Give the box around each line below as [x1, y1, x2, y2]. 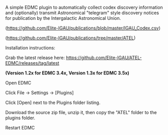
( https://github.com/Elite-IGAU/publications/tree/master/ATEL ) [5, 35, 136, 41]
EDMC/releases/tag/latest [5, 60, 60, 66]
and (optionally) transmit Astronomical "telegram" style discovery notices [5, 10, 159, 16]
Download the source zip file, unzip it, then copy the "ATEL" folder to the [5, 110, 157, 115]
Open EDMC [5, 80, 32, 86]
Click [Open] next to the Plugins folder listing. [5, 99, 101, 105]
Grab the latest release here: [5, 55, 65, 61]
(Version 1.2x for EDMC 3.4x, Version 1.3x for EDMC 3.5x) [5, 70, 130, 76]
